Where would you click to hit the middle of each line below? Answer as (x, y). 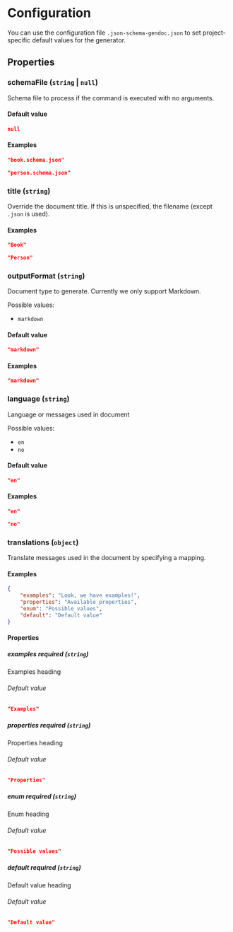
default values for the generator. (79, 40)
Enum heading (28, 814)
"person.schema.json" (39, 173)
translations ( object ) (43, 542)
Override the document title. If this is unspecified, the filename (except (110, 206)
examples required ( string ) (48, 654)
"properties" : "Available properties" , (79, 602)
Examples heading (34, 672)
